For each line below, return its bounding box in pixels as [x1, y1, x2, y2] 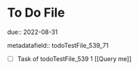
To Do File [7, 5, 65, 21]
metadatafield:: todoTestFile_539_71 [7, 41, 109, 49]
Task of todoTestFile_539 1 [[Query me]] [17, 54, 132, 63]
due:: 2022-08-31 [7, 28, 58, 36]
